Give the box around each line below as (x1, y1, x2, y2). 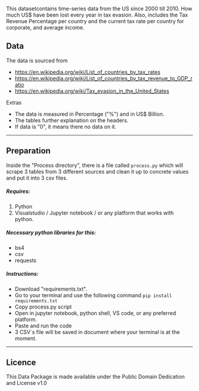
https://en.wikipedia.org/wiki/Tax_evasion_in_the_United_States (14, 87, 170, 94)
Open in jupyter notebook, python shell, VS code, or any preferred (14, 309, 176, 317)
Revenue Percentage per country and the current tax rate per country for (6, 18, 184, 24)
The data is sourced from (6, 56, 68, 64)
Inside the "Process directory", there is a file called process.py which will (6, 162, 184, 169)
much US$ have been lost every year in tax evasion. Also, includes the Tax (6, 11, 188, 18)
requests (14, 257, 37, 264)
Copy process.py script (14, 303, 72, 310)
